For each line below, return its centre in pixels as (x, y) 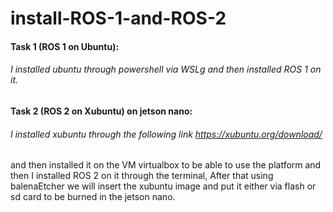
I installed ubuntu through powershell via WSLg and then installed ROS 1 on (166, 69)
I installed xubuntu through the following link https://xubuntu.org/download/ (166, 134)
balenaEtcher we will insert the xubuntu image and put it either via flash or (163, 186)
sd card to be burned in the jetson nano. (93, 197)
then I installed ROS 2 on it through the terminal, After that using (142, 176)
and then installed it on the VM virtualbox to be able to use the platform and (166, 165)
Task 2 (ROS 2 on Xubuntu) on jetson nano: (101, 111)
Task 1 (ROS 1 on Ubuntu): (65, 46)
